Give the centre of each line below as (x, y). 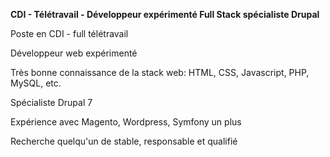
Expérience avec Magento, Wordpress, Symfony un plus (126, 122)
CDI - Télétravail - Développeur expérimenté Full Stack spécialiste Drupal (165, 14)
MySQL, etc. (36, 83)
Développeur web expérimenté (74, 53)
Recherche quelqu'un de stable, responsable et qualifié (124, 141)
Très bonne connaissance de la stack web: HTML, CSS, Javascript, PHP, (160, 72)
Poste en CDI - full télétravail (69, 33)
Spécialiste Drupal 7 (51, 102)
